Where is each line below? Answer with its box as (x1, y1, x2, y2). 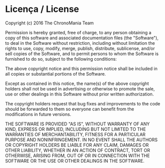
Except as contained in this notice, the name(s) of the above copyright (5, 81, 149, 86)
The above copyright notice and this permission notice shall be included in (5, 66, 158, 72)
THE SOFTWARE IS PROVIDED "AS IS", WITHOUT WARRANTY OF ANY (5, 121, 150, 127)
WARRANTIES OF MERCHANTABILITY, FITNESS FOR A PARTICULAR (5, 131, 146, 137)
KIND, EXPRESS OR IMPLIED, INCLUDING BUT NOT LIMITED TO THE (5, 126, 146, 132)
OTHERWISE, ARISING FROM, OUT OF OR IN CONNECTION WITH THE (5, 153, 150, 159)
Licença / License (5, 3, 80, 15)
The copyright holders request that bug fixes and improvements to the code (5, 100, 161, 106)
